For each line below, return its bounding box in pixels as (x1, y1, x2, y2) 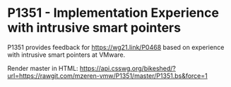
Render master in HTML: (7, 64, 79, 72)
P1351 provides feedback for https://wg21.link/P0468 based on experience (7, 43, 225, 51)
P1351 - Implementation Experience (7, 5, 219, 21)
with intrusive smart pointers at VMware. (7, 51, 126, 59)
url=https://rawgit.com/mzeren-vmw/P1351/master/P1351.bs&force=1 (7, 72, 208, 80)
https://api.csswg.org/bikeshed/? (80, 64, 177, 72)
